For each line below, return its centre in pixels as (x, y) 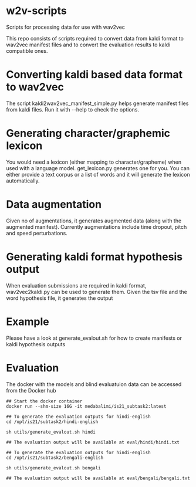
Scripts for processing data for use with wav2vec (65, 27)
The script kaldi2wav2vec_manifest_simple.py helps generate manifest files (97, 103)
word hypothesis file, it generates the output (60, 298)
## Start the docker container (44, 401)
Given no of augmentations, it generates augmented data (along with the (94, 221)
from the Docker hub (31, 390)
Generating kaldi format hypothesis (94, 257)
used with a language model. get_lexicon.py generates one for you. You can (98, 168)
